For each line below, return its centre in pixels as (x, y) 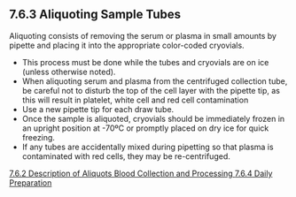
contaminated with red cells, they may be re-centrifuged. (126, 156)
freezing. (39, 137)
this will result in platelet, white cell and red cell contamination (135, 100)
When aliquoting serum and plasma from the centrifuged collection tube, (155, 81)
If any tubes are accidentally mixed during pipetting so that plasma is (148, 147)
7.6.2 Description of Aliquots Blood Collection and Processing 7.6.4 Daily (141, 173)
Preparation (31, 182)
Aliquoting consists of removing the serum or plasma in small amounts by (143, 35)
